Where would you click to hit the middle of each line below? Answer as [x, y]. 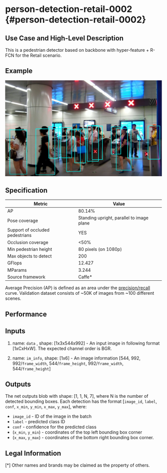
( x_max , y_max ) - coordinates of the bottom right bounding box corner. [83, 438]
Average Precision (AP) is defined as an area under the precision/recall [78, 288]
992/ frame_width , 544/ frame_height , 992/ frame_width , [68, 363]
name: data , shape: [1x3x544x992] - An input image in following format [86, 343]
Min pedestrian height [30, 249]
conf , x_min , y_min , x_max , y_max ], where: [46, 407]
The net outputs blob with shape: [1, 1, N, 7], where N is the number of [77, 396]
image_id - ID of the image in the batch [52, 416]
